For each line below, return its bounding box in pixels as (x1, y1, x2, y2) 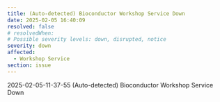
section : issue (7, 62, 52, 69)
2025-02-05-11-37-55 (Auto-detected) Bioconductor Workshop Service (7, 80, 214, 89)
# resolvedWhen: (7, 29, 54, 37)
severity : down (7, 42, 52, 49)
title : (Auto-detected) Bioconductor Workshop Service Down (7, 10, 186, 17)
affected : (7, 49, 36, 56)
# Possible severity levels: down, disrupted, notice (7, 36, 167, 43)
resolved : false (7, 23, 54, 30)
